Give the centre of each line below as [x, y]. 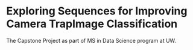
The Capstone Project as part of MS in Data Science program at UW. [91, 40]
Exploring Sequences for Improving [97, 11]
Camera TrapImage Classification [92, 24]
